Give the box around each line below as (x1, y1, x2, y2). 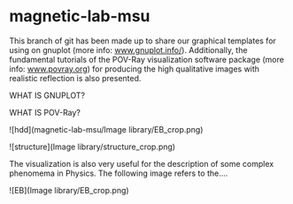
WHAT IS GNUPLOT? (9, 90, 86, 101)
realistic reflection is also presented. (9, 72, 142, 83)
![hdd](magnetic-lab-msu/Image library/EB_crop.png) (9, 124, 204, 134)
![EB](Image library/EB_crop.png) (9, 185, 130, 195)
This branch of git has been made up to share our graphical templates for (9, 35, 277, 46)
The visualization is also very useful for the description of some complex (9, 158, 274, 169)
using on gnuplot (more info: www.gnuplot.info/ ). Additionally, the (9, 44, 248, 55)
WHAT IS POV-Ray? (9, 107, 81, 117)
